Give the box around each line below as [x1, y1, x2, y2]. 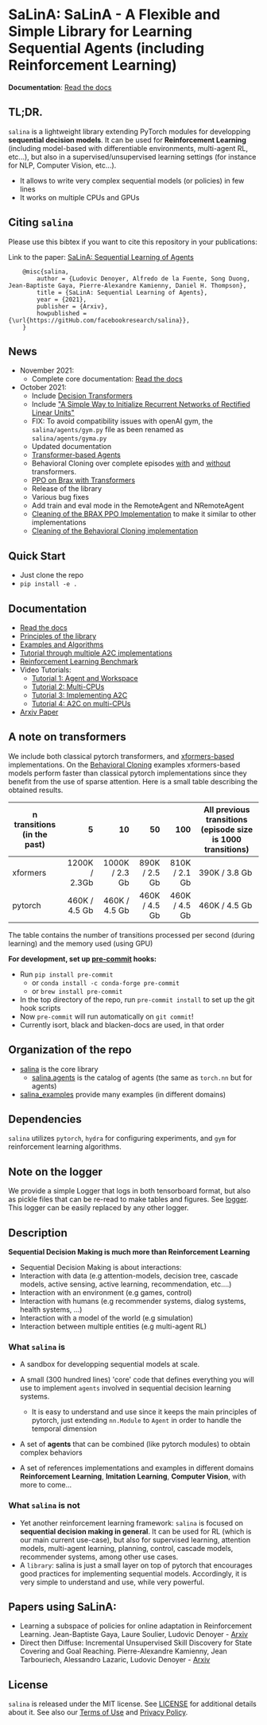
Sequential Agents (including [8, 40, 205, 57]
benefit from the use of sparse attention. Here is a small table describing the [8, 776, 258, 786]
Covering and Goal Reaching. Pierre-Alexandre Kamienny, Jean [19, 1646, 228, 1656]
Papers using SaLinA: [8, 1600, 117, 1614]
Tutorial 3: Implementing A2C [31, 690, 128, 700]
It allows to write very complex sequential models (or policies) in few [19, 176, 245, 185]
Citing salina [8, 216, 74, 230]
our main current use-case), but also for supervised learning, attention [19, 1535, 251, 1545]
